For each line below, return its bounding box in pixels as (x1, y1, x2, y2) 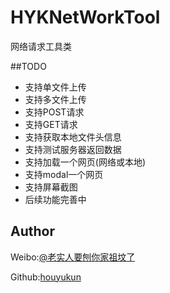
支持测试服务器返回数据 (24, 143, 122, 155)
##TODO (10, 60, 47, 72)
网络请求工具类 (10, 40, 72, 52)
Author (10, 223, 55, 240)
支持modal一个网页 (24, 168, 104, 180)
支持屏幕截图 (24, 181, 78, 193)
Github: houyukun (10, 271, 82, 283)
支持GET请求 (24, 118, 78, 130)
